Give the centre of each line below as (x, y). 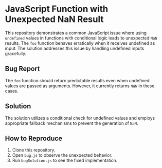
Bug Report (23, 69)
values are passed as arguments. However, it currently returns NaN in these (80, 86)
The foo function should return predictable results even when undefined (77, 80)
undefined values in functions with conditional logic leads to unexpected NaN (81, 38)
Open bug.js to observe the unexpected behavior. (62, 155)
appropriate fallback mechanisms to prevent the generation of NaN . (72, 123)
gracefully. (16, 53)
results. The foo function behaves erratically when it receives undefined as (80, 43)
